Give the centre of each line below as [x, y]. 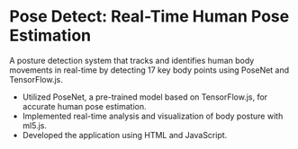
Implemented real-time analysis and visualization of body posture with [153, 116]
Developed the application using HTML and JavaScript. [125, 135]
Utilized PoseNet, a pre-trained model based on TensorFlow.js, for [145, 97]
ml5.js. [35, 125]
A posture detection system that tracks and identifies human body [132, 60]
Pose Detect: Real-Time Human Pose [149, 17]
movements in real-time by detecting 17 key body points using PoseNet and [149, 70]
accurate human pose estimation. [84, 106]
